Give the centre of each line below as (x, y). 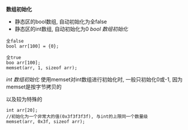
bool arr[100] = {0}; (33, 46)
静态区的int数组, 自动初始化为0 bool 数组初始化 (71, 29)
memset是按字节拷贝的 (34, 87)
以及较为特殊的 (24, 99)
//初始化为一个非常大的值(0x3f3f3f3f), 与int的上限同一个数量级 (77, 117)
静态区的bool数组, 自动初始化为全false (61, 22)
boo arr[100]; (23, 63)
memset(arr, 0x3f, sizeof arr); (46, 122)
